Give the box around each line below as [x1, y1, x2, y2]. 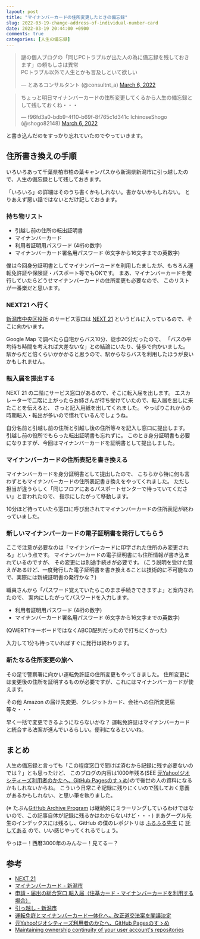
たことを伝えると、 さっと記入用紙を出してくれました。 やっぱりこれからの [6, 404, 192, 411]
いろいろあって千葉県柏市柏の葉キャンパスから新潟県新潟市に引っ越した [6, 168, 183, 175]
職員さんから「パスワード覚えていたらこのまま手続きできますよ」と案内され [6, 587, 194, 594]
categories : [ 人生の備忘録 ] [6, 36, 70, 42]
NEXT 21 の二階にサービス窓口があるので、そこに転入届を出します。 [6, 389, 174, 396]
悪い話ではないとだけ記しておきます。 [26, 195, 120, 203]
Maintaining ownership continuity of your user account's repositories [14, 926, 185, 934]
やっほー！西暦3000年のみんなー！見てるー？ [6, 840, 119, 847]
